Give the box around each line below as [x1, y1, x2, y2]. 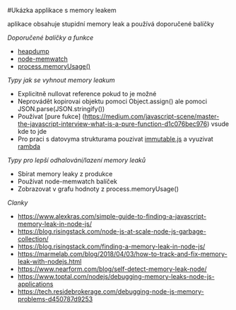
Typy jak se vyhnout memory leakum [7, 76, 115, 84]
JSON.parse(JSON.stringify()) [17, 105, 105, 113]
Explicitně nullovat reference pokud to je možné [17, 90, 157, 98]
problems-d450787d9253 [17, 295, 93, 303]
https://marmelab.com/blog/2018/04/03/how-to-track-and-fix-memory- [17, 250, 228, 258]
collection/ [17, 235, 49, 243]
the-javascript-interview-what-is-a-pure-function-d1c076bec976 [17, 120, 208, 128]
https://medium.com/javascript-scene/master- [84, 113, 220, 120]
